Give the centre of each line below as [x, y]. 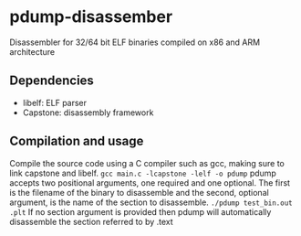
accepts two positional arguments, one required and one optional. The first [150, 182]
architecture [32, 51]
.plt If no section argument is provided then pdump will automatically [140, 211]
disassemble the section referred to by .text [91, 221]
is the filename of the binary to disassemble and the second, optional [139, 192]
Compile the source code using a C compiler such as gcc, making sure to [147, 163]
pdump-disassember [91, 17]
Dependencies [52, 81]
